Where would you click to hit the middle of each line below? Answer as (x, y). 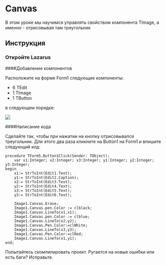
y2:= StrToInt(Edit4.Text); (43, 186)
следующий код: (23, 146)
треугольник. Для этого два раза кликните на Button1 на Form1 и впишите (83, 141)
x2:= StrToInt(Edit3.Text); (43, 182)
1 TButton (22, 98)
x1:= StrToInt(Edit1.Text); (43, 173)
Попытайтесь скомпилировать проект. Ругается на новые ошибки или (80, 252)
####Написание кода (28, 127)
